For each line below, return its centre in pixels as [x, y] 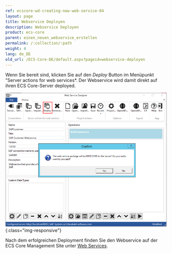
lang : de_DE [18, 54]
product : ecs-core [25, 33]
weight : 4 [16, 49]
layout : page [19, 16]
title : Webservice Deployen [35, 22]
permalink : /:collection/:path [39, 44]
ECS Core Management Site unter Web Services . [57, 245]
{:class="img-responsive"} [34, 230]
